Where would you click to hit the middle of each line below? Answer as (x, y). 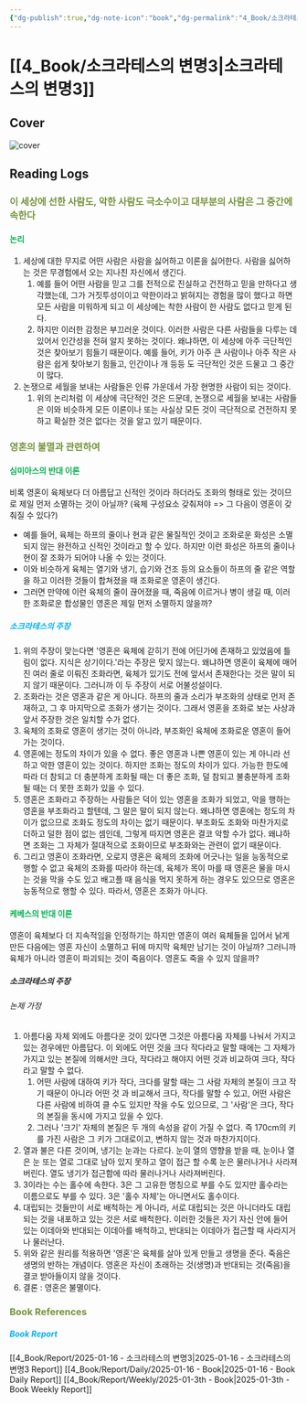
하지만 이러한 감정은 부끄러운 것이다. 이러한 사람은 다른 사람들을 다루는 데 (167, 329)
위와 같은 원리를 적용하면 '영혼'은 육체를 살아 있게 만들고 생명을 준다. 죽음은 (156, 1253)
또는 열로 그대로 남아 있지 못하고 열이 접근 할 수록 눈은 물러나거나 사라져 (170, 1162)
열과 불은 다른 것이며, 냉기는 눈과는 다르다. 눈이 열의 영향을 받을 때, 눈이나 (154, 1151)
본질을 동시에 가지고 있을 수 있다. (105, 1116)
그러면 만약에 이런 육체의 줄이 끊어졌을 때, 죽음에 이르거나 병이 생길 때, (148, 592)
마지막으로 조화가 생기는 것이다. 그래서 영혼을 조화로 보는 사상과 (182, 708)
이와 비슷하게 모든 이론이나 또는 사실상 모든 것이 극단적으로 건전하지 (167, 410)
